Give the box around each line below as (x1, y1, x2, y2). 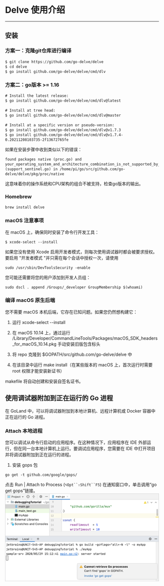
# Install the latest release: (5, 93, 69, 98)
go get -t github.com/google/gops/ (5, 472, 78, 477)
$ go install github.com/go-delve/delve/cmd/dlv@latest (5, 98, 121, 103)
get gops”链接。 (5, 487, 38, 494)
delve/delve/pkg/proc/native (5, 172, 64, 176)
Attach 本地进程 (5, 427, 43, 434)
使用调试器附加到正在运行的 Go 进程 (5, 394, 113, 402)
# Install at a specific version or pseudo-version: (5, 123, 115, 128)
